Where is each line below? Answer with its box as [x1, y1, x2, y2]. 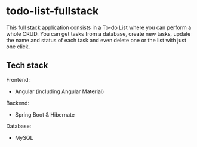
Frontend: [6, 76, 30, 83]
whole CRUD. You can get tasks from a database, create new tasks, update [6, 30, 191, 37]
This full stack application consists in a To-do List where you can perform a [6, 24, 192, 31]
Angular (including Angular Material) [14, 88, 104, 95]
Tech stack [6, 60, 48, 71]
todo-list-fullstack [6, 4, 99, 18]
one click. [6, 43, 30, 50]
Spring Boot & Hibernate [14, 111, 75, 118]
